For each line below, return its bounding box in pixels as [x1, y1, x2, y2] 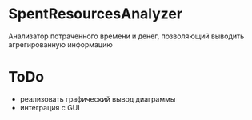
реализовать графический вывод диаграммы [19, 94, 176, 104]
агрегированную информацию [8, 39, 114, 49]
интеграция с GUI [19, 102, 80, 112]
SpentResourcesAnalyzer [8, 5, 182, 23]
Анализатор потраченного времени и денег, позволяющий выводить [8, 31, 245, 41]
